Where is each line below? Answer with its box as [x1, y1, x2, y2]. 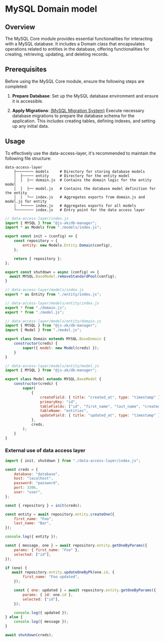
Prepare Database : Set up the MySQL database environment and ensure [12, 93, 159, 98]
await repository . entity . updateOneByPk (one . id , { [11, 570, 115, 575]
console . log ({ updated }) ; [14, 610, 69, 615]
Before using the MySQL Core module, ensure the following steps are [5, 78, 145, 84]
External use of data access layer [5, 447, 85, 454]
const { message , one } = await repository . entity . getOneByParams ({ [5, 543, 147, 548]
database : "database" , [14, 471, 60, 476]
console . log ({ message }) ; [14, 619, 69, 624]
